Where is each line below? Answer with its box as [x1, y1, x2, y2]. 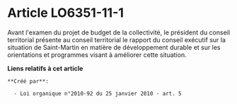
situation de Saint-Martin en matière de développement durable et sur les [7, 43, 221, 51]
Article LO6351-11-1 [7, 5, 124, 21]
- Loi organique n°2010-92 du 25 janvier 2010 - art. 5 [13, 90, 182, 97]
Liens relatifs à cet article [7, 64, 83, 72]
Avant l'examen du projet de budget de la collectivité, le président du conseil [7, 28, 231, 37]
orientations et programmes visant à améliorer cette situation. [7, 51, 187, 59]
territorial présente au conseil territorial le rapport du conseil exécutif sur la [7, 35, 226, 44]
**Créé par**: [7, 77, 50, 85]
